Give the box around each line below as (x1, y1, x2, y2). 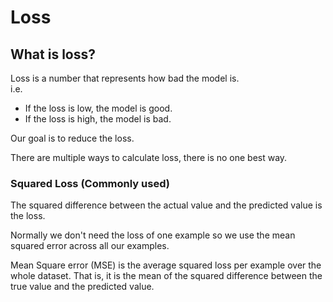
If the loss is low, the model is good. (24, 102, 173, 114)
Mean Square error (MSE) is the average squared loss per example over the (10, 259, 322, 271)
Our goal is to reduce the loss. (10, 132, 135, 144)
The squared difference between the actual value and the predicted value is (10, 199, 323, 211)
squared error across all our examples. (10, 240, 170, 252)
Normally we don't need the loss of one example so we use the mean (10, 229, 296, 241)
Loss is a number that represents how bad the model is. (10, 72, 240, 84)
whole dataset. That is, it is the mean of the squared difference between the (10, 270, 323, 282)
